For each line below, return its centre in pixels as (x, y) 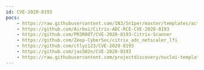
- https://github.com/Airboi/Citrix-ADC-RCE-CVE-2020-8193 (93, 29)
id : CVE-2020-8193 (29, 12)
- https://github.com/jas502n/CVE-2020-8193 (74, 52)
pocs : (12, 18)
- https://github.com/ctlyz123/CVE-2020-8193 (76, 46)
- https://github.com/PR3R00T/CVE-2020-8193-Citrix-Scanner (94, 35)
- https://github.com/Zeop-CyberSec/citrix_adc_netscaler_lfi (97, 40)
